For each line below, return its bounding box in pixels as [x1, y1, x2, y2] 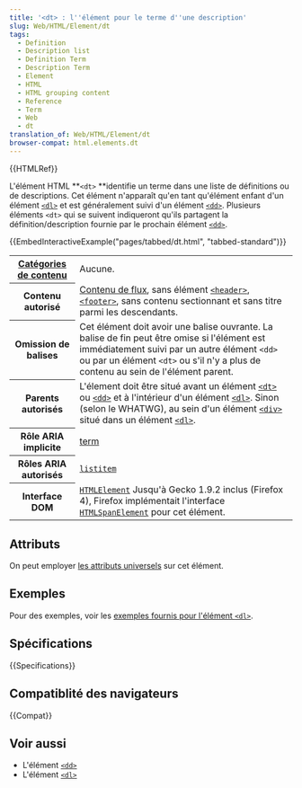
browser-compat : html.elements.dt [9, 138, 139, 147]
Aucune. [79, 262, 115, 275]
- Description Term [17, 64, 91, 73]
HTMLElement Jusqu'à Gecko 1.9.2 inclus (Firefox [79, 483, 283, 496]
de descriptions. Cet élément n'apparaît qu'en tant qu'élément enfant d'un [9, 190, 285, 200]
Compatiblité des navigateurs [9, 686, 179, 702]
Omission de [14, 338, 70, 350]
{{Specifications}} [9, 660, 76, 670]
